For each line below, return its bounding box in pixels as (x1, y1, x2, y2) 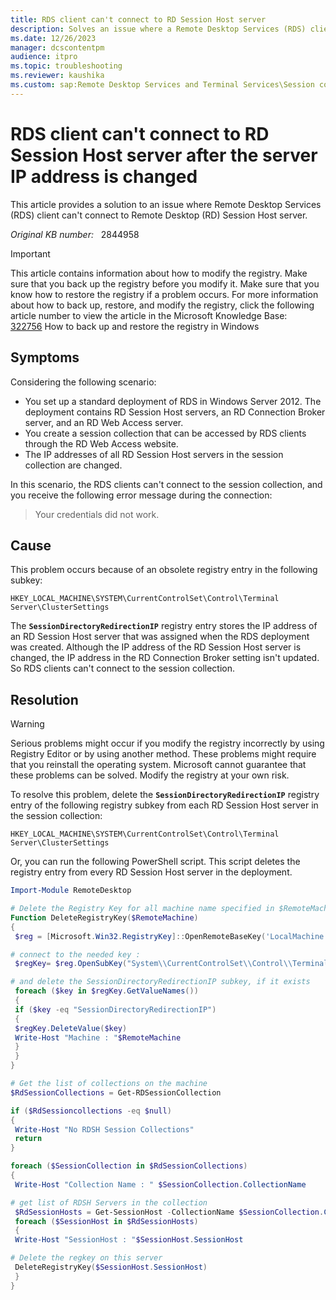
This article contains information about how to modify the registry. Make (10, 267, 308, 279)
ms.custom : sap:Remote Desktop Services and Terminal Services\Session (10, 80, 315, 90)
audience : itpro (10, 52, 78, 62)
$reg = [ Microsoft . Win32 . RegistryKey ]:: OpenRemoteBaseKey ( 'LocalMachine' (14, 931, 329, 941)
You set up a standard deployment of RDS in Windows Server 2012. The (24, 395, 322, 407)
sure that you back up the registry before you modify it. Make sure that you (10, 277, 320, 290)
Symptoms (10, 349, 80, 366)
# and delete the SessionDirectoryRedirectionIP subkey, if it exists (10, 977, 311, 987)
